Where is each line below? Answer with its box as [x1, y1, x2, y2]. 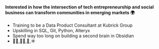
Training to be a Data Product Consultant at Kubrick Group [12, 22, 133, 28]
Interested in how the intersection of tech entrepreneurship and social [5, 4, 154, 10]
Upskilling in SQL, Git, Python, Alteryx [12, 28, 90, 34]
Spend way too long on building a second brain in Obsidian [12, 33, 134, 39]
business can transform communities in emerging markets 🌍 [5, 9, 135, 15]
